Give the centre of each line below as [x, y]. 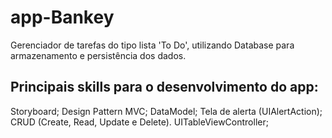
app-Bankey [62, 17]
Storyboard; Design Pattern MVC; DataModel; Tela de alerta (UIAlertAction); [166, 111]
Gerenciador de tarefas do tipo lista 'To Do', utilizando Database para [152, 45]
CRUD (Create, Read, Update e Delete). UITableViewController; [139, 122]
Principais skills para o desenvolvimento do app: [164, 87]
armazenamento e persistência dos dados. [98, 55]
